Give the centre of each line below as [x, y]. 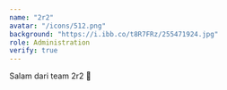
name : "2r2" [31, 17]
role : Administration [50, 42]
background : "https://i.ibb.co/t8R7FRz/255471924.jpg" [114, 34]
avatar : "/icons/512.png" [57, 26]
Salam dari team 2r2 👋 [50, 76]
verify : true [34, 51]
